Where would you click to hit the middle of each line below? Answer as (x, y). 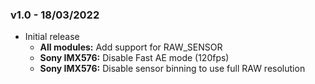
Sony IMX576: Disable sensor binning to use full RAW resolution (172, 69)
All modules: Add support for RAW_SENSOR (131, 47)
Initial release (52, 37)
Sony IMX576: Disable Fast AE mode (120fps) (134, 58)
